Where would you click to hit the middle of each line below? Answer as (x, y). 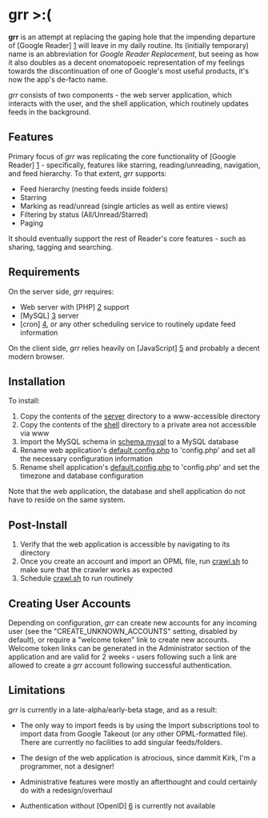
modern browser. (37, 356)
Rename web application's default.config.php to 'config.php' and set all (138, 451)
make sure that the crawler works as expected (96, 570)
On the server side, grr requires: (61, 291)
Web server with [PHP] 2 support (74, 307)
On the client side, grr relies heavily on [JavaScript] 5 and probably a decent (134, 348)
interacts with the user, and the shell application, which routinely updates (129, 103)
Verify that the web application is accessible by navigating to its (125, 544)
